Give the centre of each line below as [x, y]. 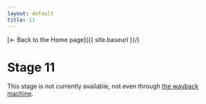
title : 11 [21, 20]
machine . [20, 94]
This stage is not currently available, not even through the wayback [103, 86]
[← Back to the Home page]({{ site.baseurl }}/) [73, 39]
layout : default [30, 13]
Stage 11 [31, 67]
